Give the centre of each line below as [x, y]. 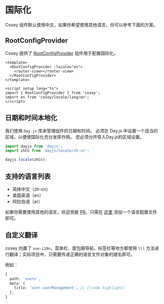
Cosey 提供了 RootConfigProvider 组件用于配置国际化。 [62, 53]
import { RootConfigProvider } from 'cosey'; [53, 93]
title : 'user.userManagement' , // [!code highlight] [69, 288]
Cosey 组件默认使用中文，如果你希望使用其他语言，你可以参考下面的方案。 [82, 25]
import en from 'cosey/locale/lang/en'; [47, 97]
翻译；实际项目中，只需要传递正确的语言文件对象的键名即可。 [72, 254]
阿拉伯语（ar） [27, 201]
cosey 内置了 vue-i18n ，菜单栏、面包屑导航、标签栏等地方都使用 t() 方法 [80, 248]
